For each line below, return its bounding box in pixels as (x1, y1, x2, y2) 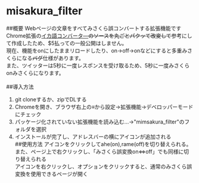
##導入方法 (6, 83, 34, 90)
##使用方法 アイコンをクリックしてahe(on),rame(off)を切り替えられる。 (14, 140, 192, 147)
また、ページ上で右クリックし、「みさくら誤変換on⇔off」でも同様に (14, 148, 184, 155)
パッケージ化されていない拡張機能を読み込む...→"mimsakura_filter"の (14, 118, 185, 125)
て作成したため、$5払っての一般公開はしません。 (6, 39, 128, 46)
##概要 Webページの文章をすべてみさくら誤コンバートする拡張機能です (6, 24, 182, 32)
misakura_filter (6, 4, 83, 18)
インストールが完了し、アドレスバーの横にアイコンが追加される (14, 133, 172, 140)
